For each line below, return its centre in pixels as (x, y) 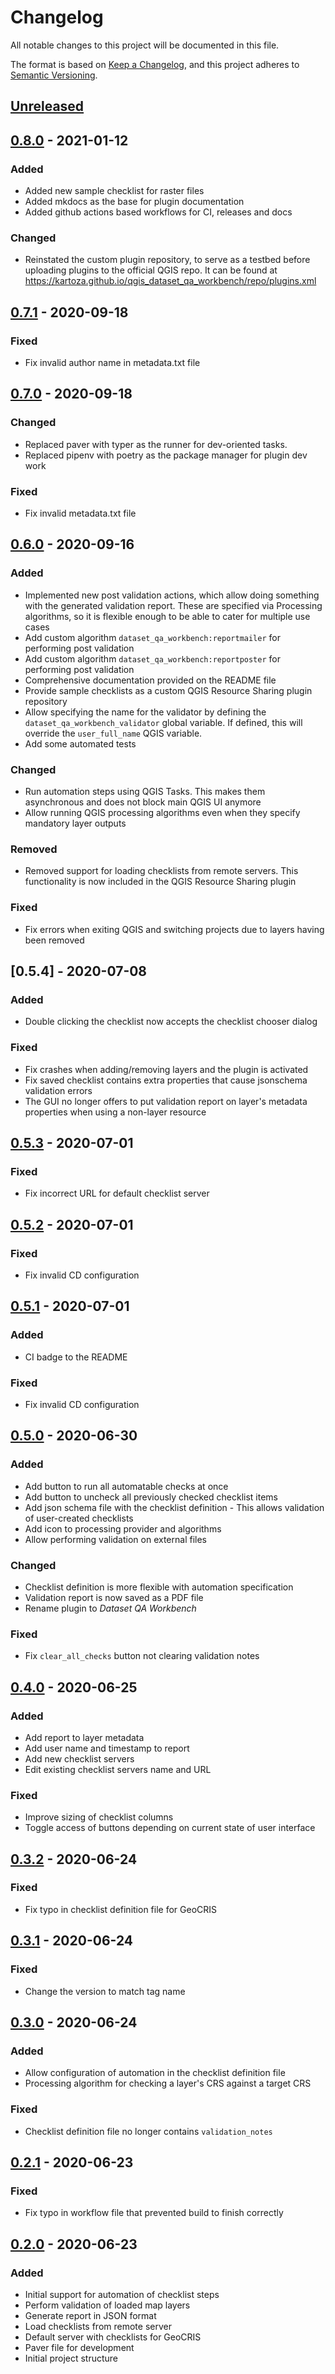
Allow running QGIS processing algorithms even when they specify (162, 812)
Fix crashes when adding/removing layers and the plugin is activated (166, 1069)
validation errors (58, 1090)
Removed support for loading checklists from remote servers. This (161, 871)
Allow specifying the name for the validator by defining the (145, 712)
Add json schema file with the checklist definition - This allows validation (174, 1507)
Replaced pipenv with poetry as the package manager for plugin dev (166, 455)
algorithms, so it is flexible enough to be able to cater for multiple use (167, 616)
